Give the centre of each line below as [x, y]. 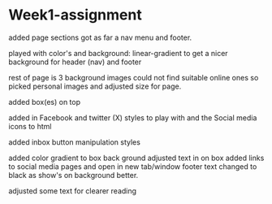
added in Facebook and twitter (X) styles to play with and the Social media [133, 117]
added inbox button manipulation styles [74, 142]
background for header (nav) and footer [75, 62]
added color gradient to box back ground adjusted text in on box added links [136, 158]
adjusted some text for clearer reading [72, 191]
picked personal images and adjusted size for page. [95, 86]
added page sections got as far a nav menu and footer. [100, 37]
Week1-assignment [75, 15]
